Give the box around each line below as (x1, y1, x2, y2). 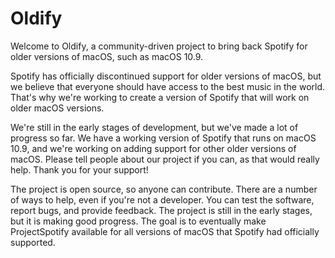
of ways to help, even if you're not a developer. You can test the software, (10, 193, 315, 206)
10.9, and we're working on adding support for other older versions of (10, 142, 297, 154)
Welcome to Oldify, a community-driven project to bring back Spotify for (10, 40, 308, 52)
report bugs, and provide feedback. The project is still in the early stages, (10, 204, 313, 216)
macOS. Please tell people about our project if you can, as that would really (10, 153, 320, 165)
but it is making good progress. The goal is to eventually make (10, 215, 267, 227)
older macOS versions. (10, 102, 105, 114)
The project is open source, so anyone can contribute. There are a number (10, 183, 318, 195)
